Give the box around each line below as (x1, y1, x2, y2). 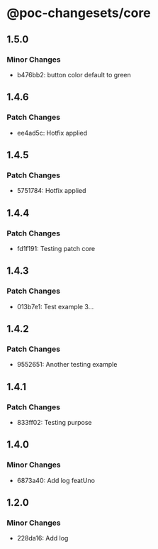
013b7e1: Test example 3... (16, 302, 94, 311)
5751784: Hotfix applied (16, 187, 86, 195)
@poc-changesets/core (6, 5, 151, 21)
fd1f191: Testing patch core (16, 244, 96, 253)
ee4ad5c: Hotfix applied (16, 128, 88, 137)
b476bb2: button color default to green (16, 70, 132, 79)
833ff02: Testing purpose (16, 418, 93, 426)
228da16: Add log (16, 534, 69, 543)
